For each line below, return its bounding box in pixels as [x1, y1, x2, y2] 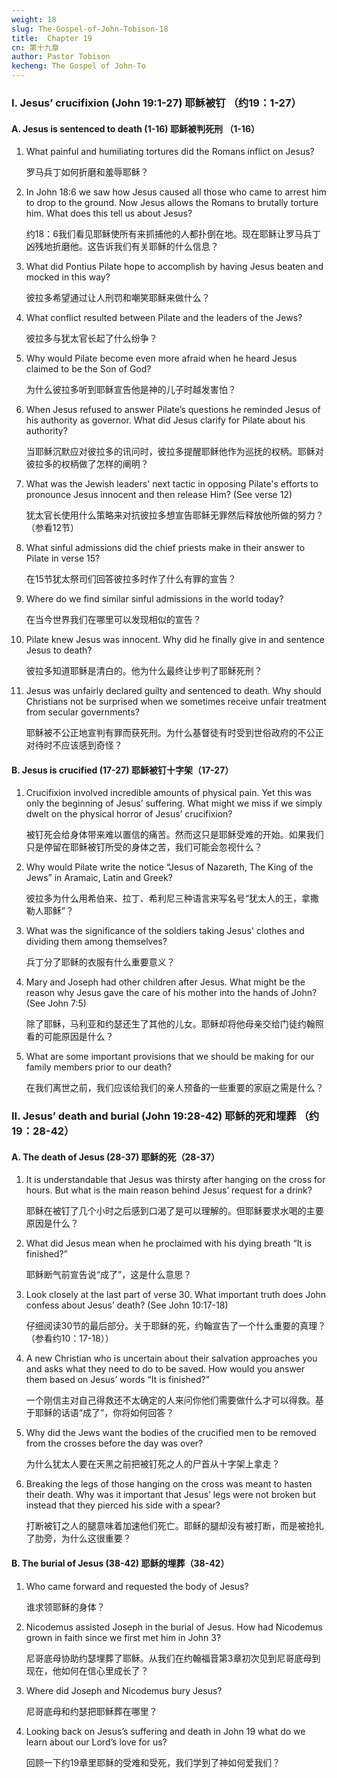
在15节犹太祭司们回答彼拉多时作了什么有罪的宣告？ [25, 573, 237, 585]
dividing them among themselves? [25, 936, 168, 948]
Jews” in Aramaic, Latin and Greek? [25, 872, 173, 884]
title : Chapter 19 [11, 33, 93, 43]
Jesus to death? [25, 644, 93, 656]
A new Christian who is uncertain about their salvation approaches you [25, 1352, 318, 1365]
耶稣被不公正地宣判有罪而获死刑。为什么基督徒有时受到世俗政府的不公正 [25, 727, 324, 739]
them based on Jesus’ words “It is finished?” [25, 1374, 210, 1386]
